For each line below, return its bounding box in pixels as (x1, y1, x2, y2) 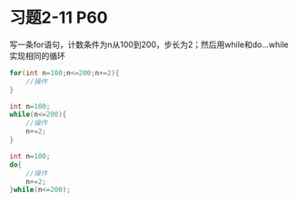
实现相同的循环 (9, 50, 65, 61)
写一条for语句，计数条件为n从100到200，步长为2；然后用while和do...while (9, 39, 289, 50)
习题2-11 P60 (9, 7, 108, 28)
